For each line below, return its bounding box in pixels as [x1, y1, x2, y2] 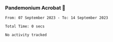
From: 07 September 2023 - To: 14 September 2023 [5, 16, 109, 21]
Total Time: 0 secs [5, 24, 45, 29]
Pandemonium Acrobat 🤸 [5, 4, 66, 11]
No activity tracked [5, 33, 47, 38]
